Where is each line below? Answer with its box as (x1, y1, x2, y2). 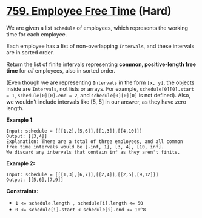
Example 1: (6, 116, 35, 124)
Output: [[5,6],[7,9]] (6, 177, 64, 183)
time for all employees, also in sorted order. (6, 67, 116, 74)
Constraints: (6, 187, 39, 194)
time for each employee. (6, 30, 67, 38)
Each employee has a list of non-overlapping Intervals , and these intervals (6, 42, 195, 50)
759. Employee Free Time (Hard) (6, 4, 172, 18)
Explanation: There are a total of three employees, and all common (6, 138, 183, 145)
